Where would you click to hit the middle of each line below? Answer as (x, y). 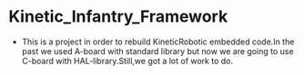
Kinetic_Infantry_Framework (118, 17)
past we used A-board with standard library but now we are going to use (157, 51)
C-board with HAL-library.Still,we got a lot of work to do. (127, 61)
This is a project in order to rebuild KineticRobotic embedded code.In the (158, 42)
